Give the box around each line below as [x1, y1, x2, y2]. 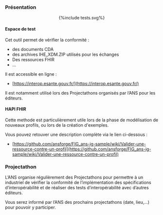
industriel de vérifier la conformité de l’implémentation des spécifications [5, 180, 152, 185]
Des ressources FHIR [12, 56, 55, 62]
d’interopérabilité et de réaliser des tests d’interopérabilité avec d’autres [5, 185, 149, 190]
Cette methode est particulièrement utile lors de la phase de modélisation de [5, 117, 159, 123]
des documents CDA [12, 46, 54, 52]
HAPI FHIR [5, 106, 27, 112]
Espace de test [5, 26, 36, 32]
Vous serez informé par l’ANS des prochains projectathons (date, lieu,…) [5, 199, 150, 205]
